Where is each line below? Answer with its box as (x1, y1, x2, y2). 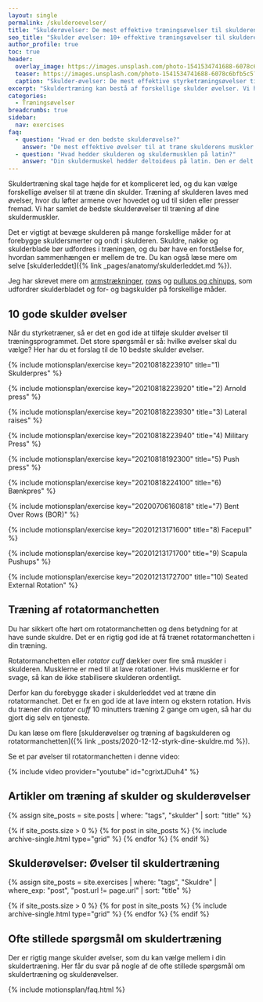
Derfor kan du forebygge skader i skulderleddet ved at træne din (8, 688, 217, 697)
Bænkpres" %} (8, 486, 56, 496)
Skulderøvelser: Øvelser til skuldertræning (8, 857, 221, 870)
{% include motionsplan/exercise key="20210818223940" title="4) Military (8, 430, 249, 440)
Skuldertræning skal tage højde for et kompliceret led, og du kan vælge (8, 179, 238, 188)
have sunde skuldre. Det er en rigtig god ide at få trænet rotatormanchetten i (8, 632, 255, 642)
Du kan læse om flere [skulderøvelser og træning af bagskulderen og (8, 728, 231, 737)
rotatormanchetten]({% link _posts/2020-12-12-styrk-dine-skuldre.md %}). (8, 736, 250, 746)
